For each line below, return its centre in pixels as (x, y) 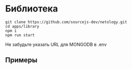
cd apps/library (22, 26)
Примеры (21, 60)
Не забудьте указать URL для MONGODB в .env (56, 44)
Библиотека (31, 9)
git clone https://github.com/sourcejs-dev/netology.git (66, 22)
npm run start (20, 35)
